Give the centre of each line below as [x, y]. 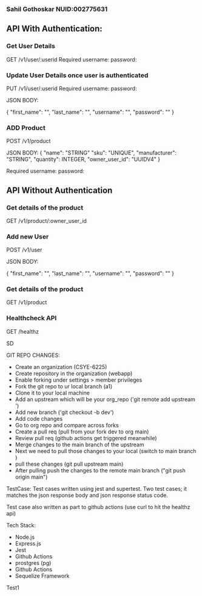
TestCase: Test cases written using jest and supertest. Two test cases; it [96, 488]
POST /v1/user [24, 250]
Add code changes [39, 418]
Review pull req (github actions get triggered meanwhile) [86, 438]
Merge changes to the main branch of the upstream [79, 444]
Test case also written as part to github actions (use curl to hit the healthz [98, 507]
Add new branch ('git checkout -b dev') [64, 412]
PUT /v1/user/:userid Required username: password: [72, 88]
